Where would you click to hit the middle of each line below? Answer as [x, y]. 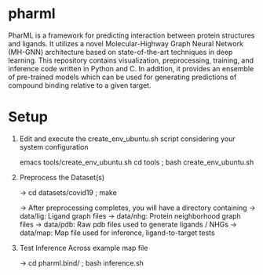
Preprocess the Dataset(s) [62, 177]
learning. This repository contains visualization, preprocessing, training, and [131, 60]
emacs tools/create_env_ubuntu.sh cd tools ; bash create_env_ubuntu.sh [137, 162]
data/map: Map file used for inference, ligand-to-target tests [117, 233]
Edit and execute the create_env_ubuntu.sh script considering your [127, 139]
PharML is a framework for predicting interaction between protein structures [131, 35]
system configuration [54, 147]
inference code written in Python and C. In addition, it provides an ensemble [131, 68]
